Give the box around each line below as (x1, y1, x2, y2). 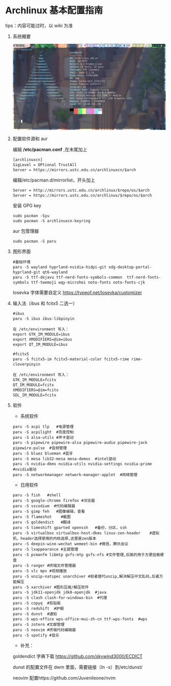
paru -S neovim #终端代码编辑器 (12, 627, 76, 632)
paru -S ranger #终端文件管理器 (12, 563, 76, 568)
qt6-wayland (42, 270, 68, 275)
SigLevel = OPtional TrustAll (12, 163, 77, 168)
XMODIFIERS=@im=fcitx (12, 388, 59, 393)
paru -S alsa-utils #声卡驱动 (12, 435, 74, 440)
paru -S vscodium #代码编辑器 (12, 504, 75, 509)
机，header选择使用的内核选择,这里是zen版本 (12, 536, 97, 541)
